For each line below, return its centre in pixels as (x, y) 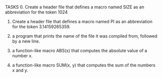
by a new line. (26, 41)
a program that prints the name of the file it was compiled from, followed (85, 36)
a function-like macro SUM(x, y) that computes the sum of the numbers (84, 65)
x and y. (20, 70)
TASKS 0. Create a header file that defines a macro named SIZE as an (75, 7)
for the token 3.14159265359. (41, 27)
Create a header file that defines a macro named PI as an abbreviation (82, 22)
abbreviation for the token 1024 (36, 12)
